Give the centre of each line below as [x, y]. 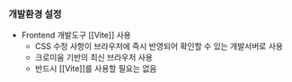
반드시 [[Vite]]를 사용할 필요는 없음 [96, 69]
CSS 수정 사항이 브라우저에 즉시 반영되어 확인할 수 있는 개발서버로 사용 [159, 46]
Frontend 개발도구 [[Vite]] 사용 [76, 35]
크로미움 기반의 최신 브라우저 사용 [94, 57]
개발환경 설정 [35, 13]
